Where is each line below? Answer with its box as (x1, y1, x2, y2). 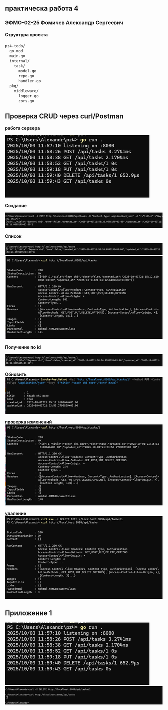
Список (5, 233, 22, 239)
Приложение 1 (5, 609, 52, 617)
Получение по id (5, 344, 41, 350)
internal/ (9, 58, 30, 63)
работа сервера (5, 125, 40, 131)
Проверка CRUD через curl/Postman (5, 112, 124, 120)
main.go (9, 53, 26, 58)
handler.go (18, 78, 41, 83)
